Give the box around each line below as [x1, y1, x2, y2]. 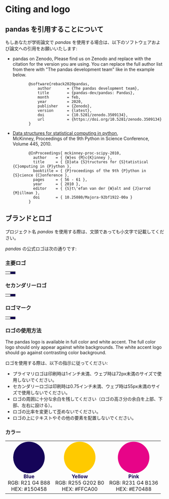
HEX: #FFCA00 [62, 486, 98, 493]
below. [12, 72, 27, 78]
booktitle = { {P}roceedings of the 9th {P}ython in [33, 168, 146, 173]
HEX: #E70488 [116, 486, 152, 493]
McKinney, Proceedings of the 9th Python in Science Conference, [12, 135, 150, 141]
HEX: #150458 [11, 486, 47, 493]
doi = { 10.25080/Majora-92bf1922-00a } [33, 195, 133, 200]
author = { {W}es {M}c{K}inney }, [33, 155, 112, 160]
